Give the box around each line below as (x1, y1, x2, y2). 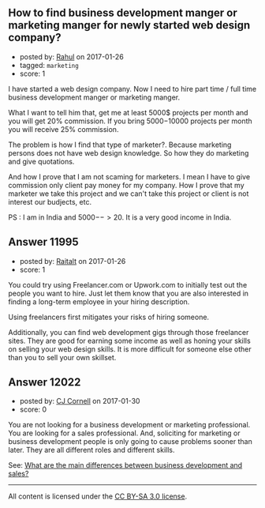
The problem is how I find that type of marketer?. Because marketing (8, 140, 232, 149)
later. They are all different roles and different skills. (8, 446, 175, 455)
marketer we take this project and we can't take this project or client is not (8, 189, 249, 198)
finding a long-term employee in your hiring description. (8, 296, 190, 307)
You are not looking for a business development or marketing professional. (8, 420, 251, 430)
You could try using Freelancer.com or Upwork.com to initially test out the (8, 280, 248, 289)
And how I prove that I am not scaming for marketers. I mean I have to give (8, 171, 251, 181)
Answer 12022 (8, 375, 81, 389)
